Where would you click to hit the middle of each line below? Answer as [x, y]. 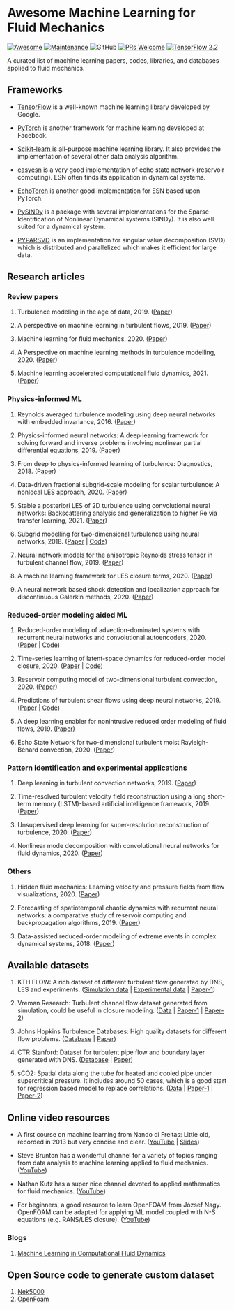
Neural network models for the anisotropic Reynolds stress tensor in [115, 555]
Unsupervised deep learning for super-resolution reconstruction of [113, 825]
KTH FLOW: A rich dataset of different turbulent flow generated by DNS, [120, 982]
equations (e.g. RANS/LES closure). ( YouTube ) [84, 1220]
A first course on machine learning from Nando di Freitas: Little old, [114, 1135]
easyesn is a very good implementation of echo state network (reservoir [121, 170]
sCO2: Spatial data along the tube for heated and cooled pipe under [115, 1073]
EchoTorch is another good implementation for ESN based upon [109, 191]
